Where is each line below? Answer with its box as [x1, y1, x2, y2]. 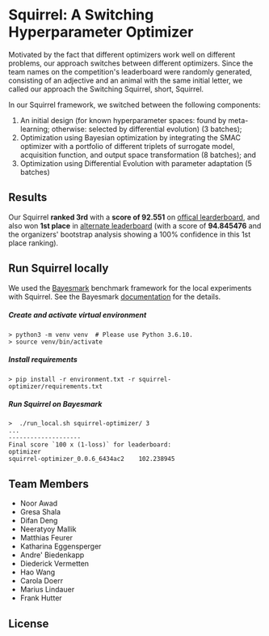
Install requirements [8, 355, 78, 365]
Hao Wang [19, 567, 56, 577]
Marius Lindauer [19, 585, 75, 595]
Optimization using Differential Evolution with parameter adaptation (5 [19, 158, 253, 168]
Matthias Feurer [19, 533, 73, 543]
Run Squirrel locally [8, 262, 109, 275]
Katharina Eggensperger [19, 541, 102, 552]
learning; [19, 124, 50, 134]
